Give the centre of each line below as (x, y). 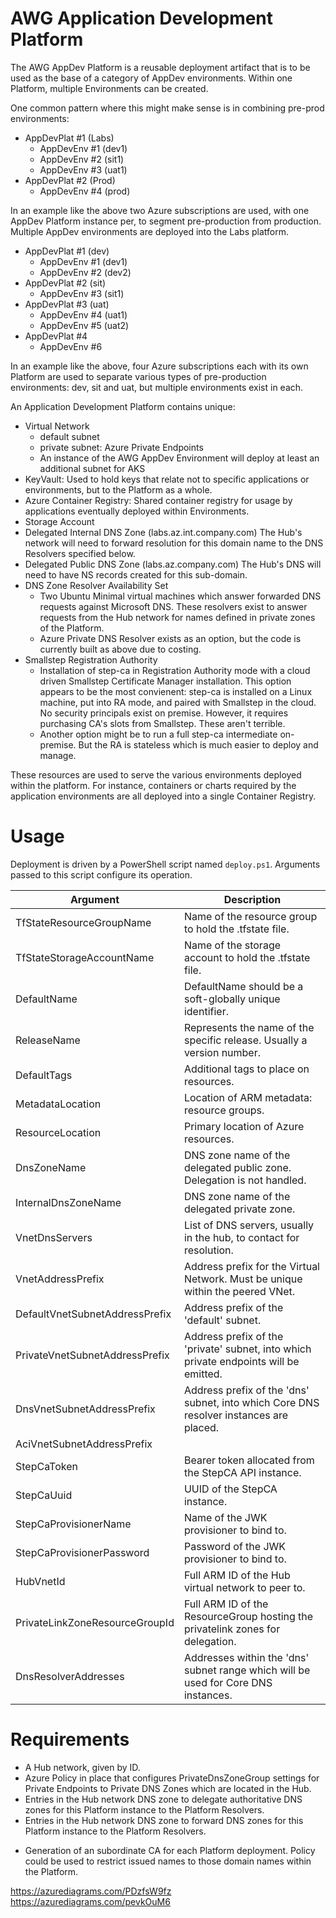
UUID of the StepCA (230, 1489)
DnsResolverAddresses (70, 1676)
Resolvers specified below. (80, 553)
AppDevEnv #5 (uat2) (84, 325)
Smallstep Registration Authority (91, 659)
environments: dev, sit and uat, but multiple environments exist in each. (157, 387)
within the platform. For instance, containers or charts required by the (153, 785)
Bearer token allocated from (249, 1460)
